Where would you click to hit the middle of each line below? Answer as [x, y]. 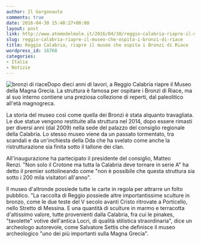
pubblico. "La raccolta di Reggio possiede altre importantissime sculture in [98, 196]
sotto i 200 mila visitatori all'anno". [49, 178]
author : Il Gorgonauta [34, 12]
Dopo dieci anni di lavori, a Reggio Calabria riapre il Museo [119, 84]
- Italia [17, 62]
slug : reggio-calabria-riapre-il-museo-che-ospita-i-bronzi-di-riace [95, 40]
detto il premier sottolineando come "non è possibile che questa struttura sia [100, 171]
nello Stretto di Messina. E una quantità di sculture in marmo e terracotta [95, 208]
